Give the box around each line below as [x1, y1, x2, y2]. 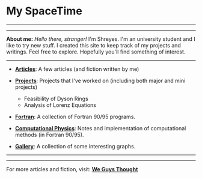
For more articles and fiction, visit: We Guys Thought [6, 165, 138, 172]
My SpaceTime [6, 4, 82, 18]
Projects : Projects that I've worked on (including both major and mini [14, 77, 186, 84]
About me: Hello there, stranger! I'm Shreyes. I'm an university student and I [6, 35, 195, 43]
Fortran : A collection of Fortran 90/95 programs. [14, 113, 136, 120]
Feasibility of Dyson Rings [23, 95, 88, 102]
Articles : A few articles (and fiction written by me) [14, 65, 139, 73]
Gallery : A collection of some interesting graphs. [14, 142, 136, 150]
